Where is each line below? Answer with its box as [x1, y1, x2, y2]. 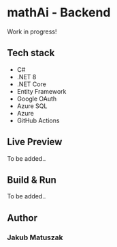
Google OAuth [16, 94, 57, 103]
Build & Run [7, 174, 56, 185]
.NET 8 [16, 73, 37, 81]
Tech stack [7, 47, 55, 59]
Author [7, 212, 37, 224]
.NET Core [16, 80, 46, 88]
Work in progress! [7, 27, 57, 36]
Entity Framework [16, 87, 67, 95]
